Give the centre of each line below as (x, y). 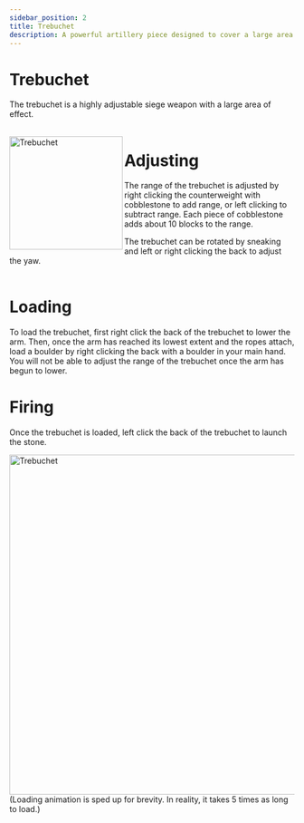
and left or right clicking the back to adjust (203, 251)
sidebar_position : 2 (48, 18)
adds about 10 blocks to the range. (189, 224)
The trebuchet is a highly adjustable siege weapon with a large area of (140, 104)
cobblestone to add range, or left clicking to (206, 205)
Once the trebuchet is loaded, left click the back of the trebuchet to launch (148, 432)
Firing (32, 407)
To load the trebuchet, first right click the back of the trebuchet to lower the (150, 333)
